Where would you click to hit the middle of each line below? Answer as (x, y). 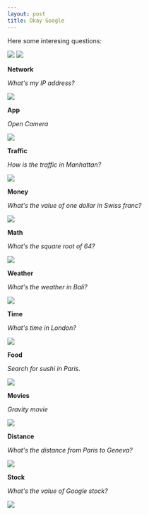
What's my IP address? (41, 83)
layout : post (26, 14)
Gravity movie (28, 409)
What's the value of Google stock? (58, 491)
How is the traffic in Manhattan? (54, 165)
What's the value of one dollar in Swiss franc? (74, 205)
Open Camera (28, 123)
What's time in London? (42, 328)
